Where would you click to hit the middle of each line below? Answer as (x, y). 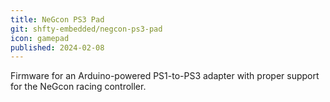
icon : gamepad (40, 38)
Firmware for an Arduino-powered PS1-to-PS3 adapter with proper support (165, 76)
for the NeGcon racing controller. (78, 87)
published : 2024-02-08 (57, 47)
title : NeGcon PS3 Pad (57, 19)
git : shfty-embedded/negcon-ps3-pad (86, 29)
